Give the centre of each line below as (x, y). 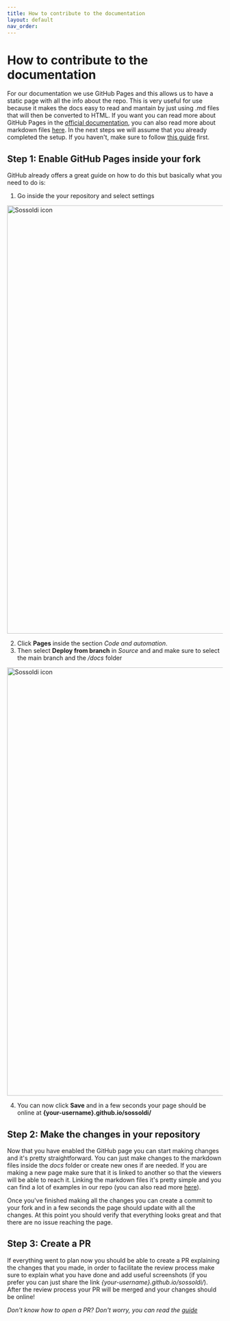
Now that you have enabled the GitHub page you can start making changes (113, 1150)
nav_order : (23, 26)
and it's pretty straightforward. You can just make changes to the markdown (114, 1158)
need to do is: (26, 183)
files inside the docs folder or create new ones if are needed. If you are (107, 1165)
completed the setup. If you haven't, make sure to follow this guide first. (108, 137)
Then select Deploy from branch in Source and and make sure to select (118, 651)
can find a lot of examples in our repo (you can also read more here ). (104, 1187)
